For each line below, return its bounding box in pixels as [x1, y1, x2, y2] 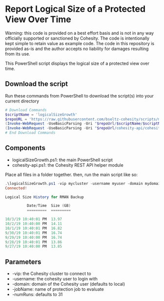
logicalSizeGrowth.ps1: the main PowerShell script [12, 157, 113, 163]
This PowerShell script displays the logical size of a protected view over [5, 60, 150, 66]
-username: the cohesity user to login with [12, 276, 98, 282]
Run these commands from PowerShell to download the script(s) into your [5, 93, 154, 99]
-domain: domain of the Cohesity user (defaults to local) [12, 281, 125, 287]
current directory [5, 98, 40, 104]
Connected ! [5, 185, 27, 191]
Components [5, 144, 45, 152]
